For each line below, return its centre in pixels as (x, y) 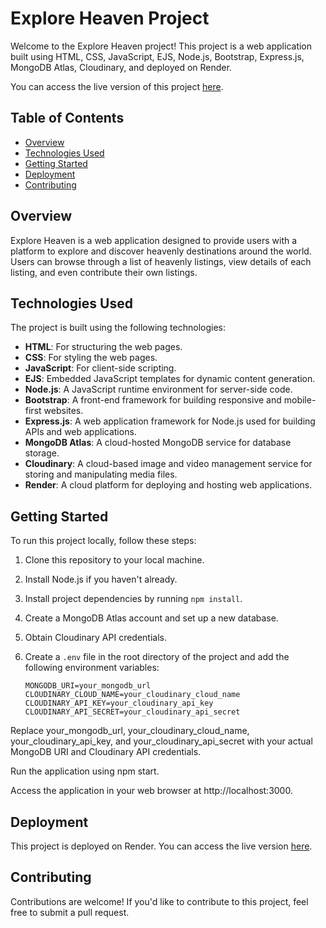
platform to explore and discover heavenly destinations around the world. (161, 251)
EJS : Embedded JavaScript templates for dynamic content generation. (170, 379)
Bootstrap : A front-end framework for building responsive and (153, 400)
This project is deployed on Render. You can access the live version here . (161, 846)
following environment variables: (92, 668)
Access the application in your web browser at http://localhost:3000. (151, 791)
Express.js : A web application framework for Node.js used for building (170, 421)
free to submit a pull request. (70, 912)
